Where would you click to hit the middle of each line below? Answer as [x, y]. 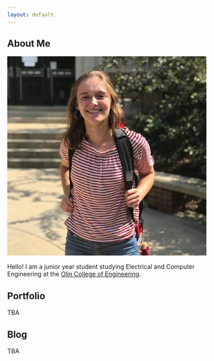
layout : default [30, 15]
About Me [29, 44]
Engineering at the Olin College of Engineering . [74, 274]
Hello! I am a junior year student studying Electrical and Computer [101, 267]
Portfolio [26, 296]
